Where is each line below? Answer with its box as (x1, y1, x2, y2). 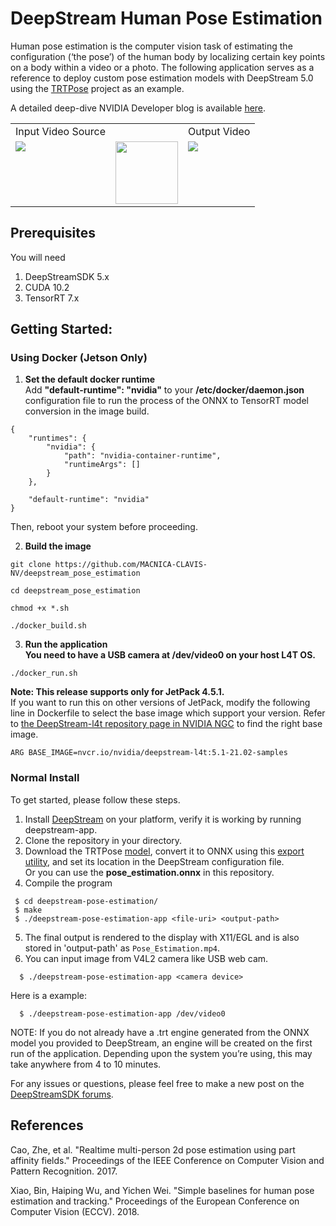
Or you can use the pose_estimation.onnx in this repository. (24, 866, 275, 878)
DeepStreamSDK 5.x (24, 270, 110, 282)
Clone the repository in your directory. (24, 834, 183, 846)
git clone (10, 560, 52, 570)
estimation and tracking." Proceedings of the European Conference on (10, 1195, 300, 1207)
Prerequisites (10, 225, 96, 242)
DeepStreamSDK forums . (10, 1088, 114, 1100)
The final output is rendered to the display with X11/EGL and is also (24, 931, 300, 943)
